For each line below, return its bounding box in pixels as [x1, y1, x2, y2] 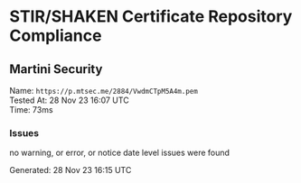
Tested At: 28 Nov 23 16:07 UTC [9, 95, 129, 105]
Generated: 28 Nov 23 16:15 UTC [9, 165, 132, 176]
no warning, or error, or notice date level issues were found [9, 147, 230, 159]
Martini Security [9, 61, 103, 77]
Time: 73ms [9, 105, 53, 114]
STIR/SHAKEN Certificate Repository [9, 6, 293, 27]
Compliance [9, 25, 102, 46]
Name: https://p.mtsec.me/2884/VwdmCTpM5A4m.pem [9, 86, 199, 96]
